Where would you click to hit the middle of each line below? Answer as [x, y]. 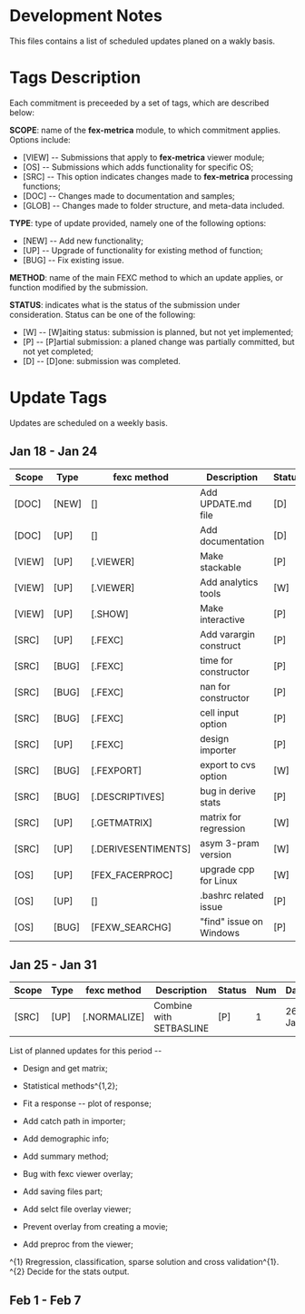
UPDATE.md [226, 503]
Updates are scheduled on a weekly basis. [89, 422]
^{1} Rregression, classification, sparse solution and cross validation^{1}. [144, 1262]
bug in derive [227, 791]
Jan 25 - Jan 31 [53, 965]
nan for [215, 687]
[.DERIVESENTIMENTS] [141, 848]
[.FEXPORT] [116, 770]
